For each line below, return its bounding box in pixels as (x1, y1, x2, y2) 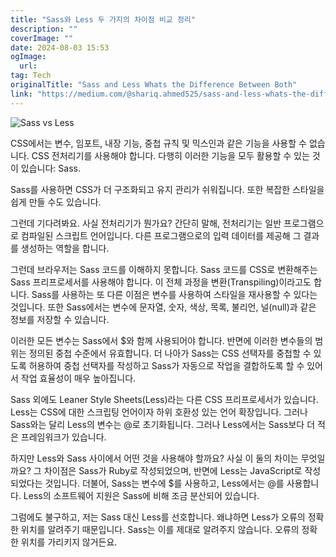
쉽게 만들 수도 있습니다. (10, 196, 102, 208)
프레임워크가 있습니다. (20, 431, 107, 443)
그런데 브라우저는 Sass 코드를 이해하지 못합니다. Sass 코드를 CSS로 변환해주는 (10, 263, 318, 275)
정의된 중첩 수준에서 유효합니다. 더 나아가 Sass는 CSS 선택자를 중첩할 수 (28, 347, 312, 359)
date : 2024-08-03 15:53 (10, 42, 110, 53)
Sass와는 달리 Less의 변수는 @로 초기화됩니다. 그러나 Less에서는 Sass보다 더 (10, 418, 316, 430)
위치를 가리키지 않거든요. (20, 536, 118, 548)
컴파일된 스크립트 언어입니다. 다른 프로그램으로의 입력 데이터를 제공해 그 (20, 229, 302, 241)
